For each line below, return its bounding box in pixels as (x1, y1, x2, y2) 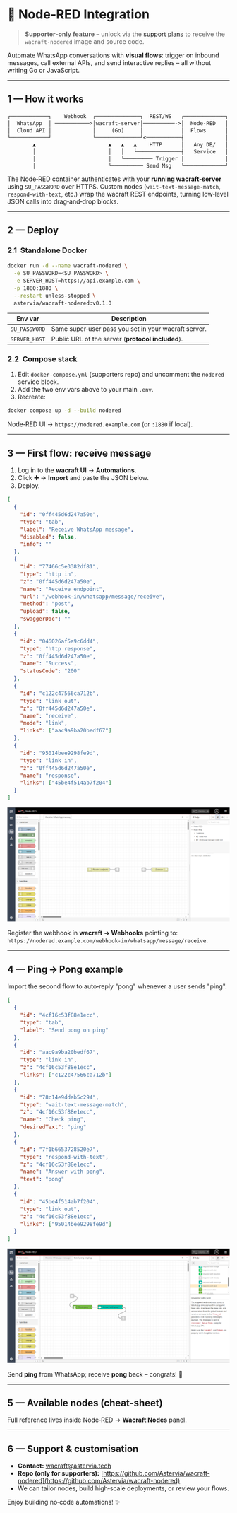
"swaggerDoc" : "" (20, 615, 71, 623)
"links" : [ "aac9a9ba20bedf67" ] (20, 728, 112, 735)
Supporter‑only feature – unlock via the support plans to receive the (24, 30, 226, 38)
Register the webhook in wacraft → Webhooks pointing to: (7, 929, 178, 937)
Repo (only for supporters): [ (17, 1469, 104, 1478)
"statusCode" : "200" (20, 667, 80, 674)
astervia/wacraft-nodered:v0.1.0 (13, 300, 112, 307)
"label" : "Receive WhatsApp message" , (20, 526, 134, 533)
